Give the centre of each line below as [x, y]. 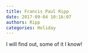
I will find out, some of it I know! [44, 44]
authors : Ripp [23, 22]
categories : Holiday [31, 28]
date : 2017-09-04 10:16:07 [39, 17]
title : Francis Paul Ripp [37, 11]
